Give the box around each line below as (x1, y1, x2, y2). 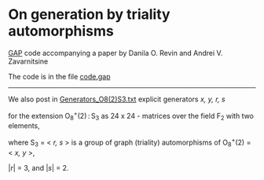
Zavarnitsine (8, 57, 49, 66)
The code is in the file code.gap (8, 72, 112, 81)
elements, (8, 121, 41, 130)
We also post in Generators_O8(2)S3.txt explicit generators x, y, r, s (8, 94, 225, 104)
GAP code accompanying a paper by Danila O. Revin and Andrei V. (8, 48, 223, 57)
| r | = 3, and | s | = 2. (8, 163, 69, 172)
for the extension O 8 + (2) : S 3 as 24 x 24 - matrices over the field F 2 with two (8, 109, 254, 123)
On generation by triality (8, 6, 170, 24)
